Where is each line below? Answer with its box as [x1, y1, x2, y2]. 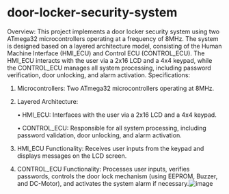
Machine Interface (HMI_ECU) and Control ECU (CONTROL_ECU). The [7, 49, 205, 57]
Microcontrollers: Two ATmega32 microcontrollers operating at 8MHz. [16, 84, 215, 92]
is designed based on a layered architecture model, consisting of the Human [7, 42, 222, 50]
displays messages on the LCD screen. [16, 152, 127, 160]
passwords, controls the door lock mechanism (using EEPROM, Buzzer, [16, 172, 218, 180]
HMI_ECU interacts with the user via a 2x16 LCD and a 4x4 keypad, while [7, 56, 213, 64]
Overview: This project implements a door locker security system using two [7, 27, 220, 36]
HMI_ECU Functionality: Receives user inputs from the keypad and [16, 144, 204, 152]
